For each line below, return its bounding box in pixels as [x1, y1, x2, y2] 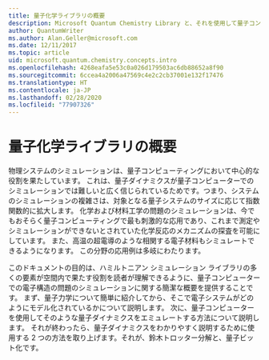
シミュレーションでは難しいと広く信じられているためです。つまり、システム [8, 186, 259, 196]
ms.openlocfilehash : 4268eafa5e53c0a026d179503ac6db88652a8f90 [8, 64, 224, 72]
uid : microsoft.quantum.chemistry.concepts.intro [8, 57, 178, 65]
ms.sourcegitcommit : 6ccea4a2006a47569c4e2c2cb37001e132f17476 [8, 71, 224, 79]
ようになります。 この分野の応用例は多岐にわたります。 [22, 246, 206, 256]
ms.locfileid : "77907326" [8, 101, 94, 109]
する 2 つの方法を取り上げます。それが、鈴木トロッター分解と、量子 [14, 333, 240, 342]
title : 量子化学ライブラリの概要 [8, 11, 106, 20]
